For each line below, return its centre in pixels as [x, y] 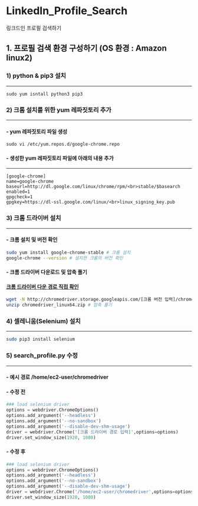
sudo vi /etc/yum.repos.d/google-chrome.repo [63, 144]
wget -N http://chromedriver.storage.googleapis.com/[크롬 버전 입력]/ [92, 300]
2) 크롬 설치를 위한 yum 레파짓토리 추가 [59, 110]
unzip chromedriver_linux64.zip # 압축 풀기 [59, 305]
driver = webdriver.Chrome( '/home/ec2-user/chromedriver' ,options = [91, 492]
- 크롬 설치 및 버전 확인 [32, 239]
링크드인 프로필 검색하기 [34, 28]
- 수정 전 [16, 392]
